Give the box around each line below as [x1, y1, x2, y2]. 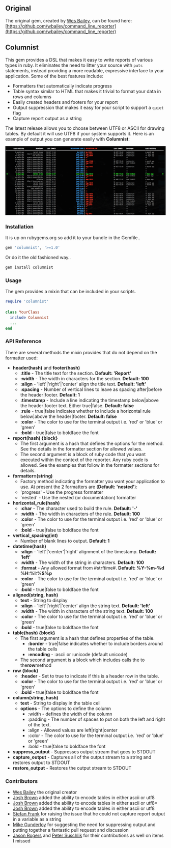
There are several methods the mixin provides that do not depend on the [5, 349, 157, 355]
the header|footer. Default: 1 [20, 391, 80, 398]
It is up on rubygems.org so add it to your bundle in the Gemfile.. [5, 235, 141, 241]
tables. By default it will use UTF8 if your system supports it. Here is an [5, 130, 154, 136]
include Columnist [10, 315, 49, 320]
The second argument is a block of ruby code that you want [20, 451, 146, 457]
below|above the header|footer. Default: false [20, 413, 117, 419]
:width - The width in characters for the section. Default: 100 [20, 375, 149, 381]
